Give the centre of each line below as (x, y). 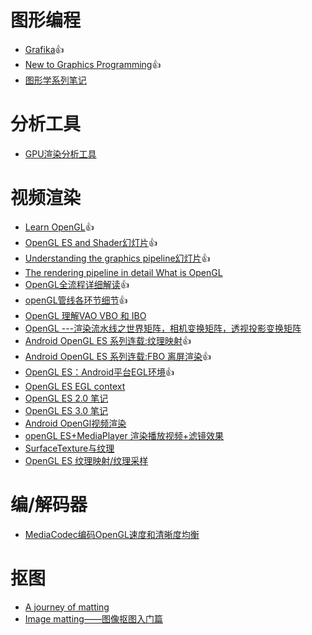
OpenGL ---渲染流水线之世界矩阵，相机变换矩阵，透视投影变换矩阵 (163, 328)
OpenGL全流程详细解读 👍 (77, 284)
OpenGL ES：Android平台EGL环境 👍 (99, 372)
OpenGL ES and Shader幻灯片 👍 (91, 242)
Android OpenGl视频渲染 (75, 423)
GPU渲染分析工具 (60, 153)
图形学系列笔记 (55, 80)
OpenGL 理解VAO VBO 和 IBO (85, 315)
